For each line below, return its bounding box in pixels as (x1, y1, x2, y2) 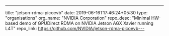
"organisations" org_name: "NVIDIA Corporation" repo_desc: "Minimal (5, 15, 150, 21)
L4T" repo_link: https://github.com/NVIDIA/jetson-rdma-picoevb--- (5, 26, 145, 31)
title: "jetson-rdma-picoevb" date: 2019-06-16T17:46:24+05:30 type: (5, 10, 148, 15)
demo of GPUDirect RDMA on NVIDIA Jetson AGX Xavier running (19, 20, 153, 26)
